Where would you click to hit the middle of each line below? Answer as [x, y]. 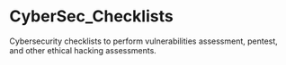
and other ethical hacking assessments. [83, 50]
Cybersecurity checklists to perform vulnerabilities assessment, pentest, [144, 41]
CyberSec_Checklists [91, 16]
